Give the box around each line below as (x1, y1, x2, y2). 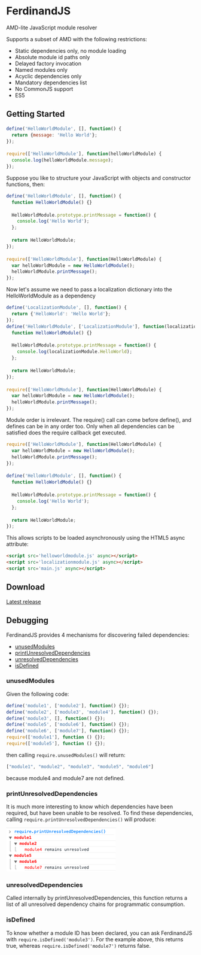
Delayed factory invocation (14, 60, 82, 67)
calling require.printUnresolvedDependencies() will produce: (6, 816, 157, 823)
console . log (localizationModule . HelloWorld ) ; (17, 349, 133, 355)
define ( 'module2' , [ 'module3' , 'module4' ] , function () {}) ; (6, 709, 160, 715)
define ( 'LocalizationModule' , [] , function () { (6, 305, 127, 311)
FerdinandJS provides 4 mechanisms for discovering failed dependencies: (6, 631, 190, 638)
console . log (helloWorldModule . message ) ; (11, 157, 114, 163)
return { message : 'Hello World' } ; (11, 132, 98, 138)
